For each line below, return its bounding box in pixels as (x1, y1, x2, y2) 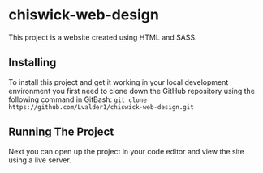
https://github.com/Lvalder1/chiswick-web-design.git (8, 103, 195, 111)
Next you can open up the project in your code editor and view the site (8, 146, 245, 156)
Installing (8, 56, 57, 70)
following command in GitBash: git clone (8, 95, 148, 104)
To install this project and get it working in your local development (8, 77, 229, 86)
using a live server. (8, 155, 71, 165)
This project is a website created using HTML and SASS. (8, 32, 197, 42)
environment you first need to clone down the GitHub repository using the (8, 86, 256, 95)
